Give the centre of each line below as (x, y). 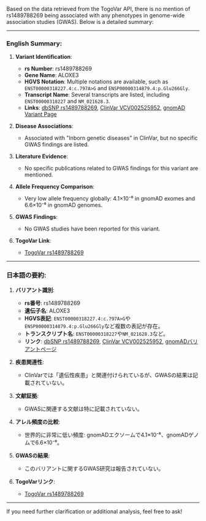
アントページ (40, 349)
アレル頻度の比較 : (37, 422)
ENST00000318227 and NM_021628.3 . (67, 101)
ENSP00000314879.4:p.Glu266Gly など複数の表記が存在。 (94, 326)
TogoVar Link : (33, 241)
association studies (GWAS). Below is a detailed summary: (80, 22)
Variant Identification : (44, 57)
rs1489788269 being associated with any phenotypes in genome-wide (96, 15)
